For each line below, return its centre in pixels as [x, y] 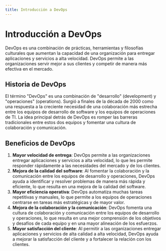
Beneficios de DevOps [40, 143]
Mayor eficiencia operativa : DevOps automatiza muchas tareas [77, 192]
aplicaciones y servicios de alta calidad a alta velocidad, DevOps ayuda [85, 234]
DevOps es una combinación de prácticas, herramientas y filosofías [74, 48]
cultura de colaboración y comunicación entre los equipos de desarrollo [86, 213]
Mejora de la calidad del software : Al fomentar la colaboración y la [81, 171]
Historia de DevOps [36, 84]
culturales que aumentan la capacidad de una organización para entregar [80, 53]
